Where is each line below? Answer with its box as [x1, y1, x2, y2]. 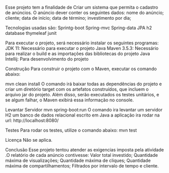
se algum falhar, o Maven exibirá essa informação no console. [5, 97, 134, 103]
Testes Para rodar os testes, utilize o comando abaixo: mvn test [5, 127, 137, 133]
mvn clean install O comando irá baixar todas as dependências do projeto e [5, 81, 162, 87]
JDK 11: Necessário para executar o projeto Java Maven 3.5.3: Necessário [5, 45, 159, 51]
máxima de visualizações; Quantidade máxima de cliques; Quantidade [5, 157, 151, 163]
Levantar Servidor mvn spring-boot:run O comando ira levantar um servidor [5, 107, 163, 112]
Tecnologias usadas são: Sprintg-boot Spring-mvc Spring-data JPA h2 [5, 25, 152, 31]
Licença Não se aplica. [5, 137, 53, 143]
